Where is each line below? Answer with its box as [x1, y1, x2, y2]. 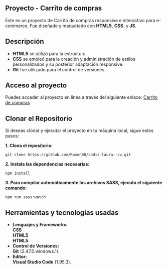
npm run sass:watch [5, 195, 46, 200]
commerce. [5, 23, 29, 29]
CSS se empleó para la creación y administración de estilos [12, 56, 135, 62]
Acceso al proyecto [5, 81, 67, 90]
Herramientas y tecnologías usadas [5, 208, 119, 217]
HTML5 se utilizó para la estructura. [12, 50, 87, 57]
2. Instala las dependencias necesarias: [5, 161, 90, 167]
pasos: [5, 133, 19, 139]
